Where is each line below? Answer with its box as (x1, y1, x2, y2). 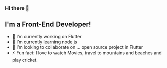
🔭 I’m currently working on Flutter (12, 33, 82, 39)
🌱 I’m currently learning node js (12, 39, 77, 45)
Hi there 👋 (5, 5, 30, 12)
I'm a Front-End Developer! (5, 20, 91, 29)
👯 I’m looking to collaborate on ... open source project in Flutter (12, 44, 143, 50)
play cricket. (12, 57, 38, 63)
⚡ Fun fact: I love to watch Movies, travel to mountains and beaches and (12, 50, 162, 56)
